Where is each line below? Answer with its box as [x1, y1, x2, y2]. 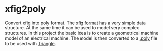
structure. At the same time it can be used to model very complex [5, 25, 139, 30]
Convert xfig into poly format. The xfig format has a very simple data [5, 20, 146, 25]
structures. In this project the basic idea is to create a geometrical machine [5, 30, 159, 36]
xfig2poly [5, 3, 46, 15]
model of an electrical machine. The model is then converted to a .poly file [5, 35, 158, 41]
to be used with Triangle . [5, 40, 56, 46]
